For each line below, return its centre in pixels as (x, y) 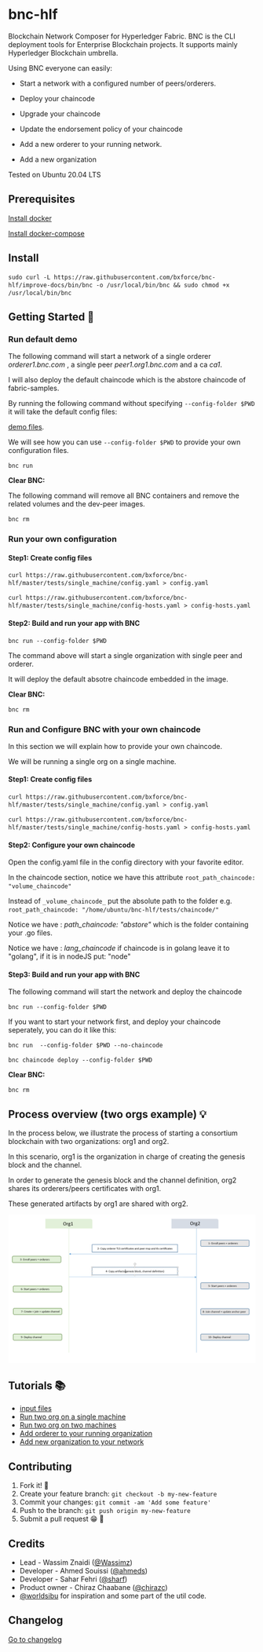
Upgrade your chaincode (60, 113)
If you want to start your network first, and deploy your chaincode (115, 1022)
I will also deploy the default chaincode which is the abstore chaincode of (127, 380)
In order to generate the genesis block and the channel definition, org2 (122, 1180)
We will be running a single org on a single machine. (92, 761)
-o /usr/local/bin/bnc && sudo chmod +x (163, 285)
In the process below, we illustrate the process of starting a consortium (123, 1133)
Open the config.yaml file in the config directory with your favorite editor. (126, 862)
